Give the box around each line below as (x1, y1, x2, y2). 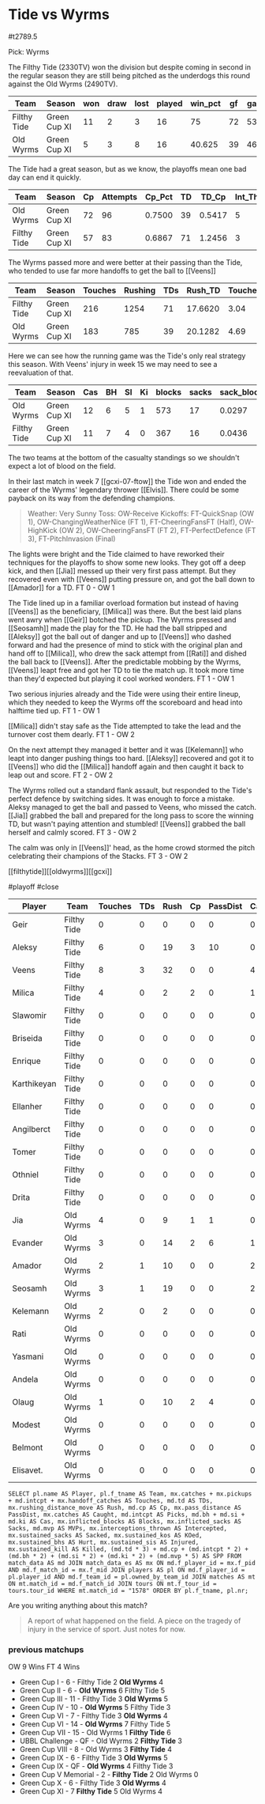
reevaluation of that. (8, 368, 73, 377)
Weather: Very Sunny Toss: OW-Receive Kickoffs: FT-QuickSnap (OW (27, 509, 255, 518)
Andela (12, 1374, 39, 1385)
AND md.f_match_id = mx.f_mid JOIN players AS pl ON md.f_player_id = (8, 1566, 245, 1574)
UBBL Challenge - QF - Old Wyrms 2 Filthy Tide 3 (19, 1736, 183, 1745)
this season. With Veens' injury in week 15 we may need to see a (8, 359, 218, 369)
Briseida (12, 1032, 43, 1043)
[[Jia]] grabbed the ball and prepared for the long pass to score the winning (8, 811, 254, 820)
